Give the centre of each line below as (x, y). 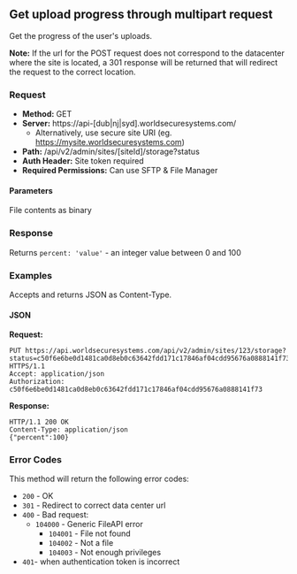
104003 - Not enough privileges (105, 553)
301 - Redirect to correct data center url (94, 505)
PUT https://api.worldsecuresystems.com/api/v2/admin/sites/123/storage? (148, 351)
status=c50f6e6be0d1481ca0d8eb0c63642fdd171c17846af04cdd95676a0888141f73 (150, 359)
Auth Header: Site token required (83, 161)
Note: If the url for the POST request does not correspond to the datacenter (147, 53)
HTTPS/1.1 (27, 366)
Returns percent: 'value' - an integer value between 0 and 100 (125, 252)
